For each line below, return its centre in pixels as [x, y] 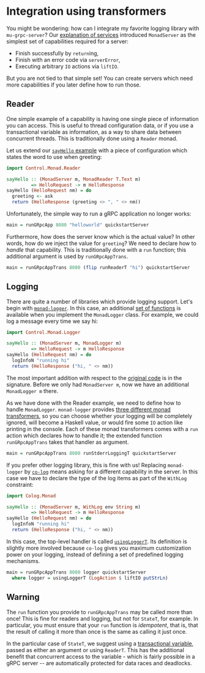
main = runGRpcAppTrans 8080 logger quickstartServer [76, 572]
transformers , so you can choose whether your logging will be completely [99, 416]
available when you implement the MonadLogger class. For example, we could [102, 314]
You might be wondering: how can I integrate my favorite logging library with [103, 28]
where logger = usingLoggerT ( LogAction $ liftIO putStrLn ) [90, 578]
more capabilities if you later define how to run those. [74, 85]
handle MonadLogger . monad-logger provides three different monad [89, 409]
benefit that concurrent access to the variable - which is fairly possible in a [101, 656]
